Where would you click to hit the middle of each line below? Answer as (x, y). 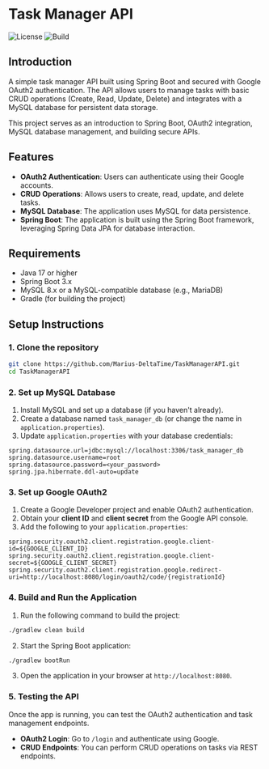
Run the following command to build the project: (100, 615)
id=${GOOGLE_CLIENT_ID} (48, 549)
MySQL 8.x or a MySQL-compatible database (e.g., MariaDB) (122, 290)
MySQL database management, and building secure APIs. (104, 131)
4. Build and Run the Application (73, 597)
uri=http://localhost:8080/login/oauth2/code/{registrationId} (117, 577)
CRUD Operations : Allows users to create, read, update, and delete (132, 193)
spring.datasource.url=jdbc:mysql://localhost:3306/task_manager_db (126, 451)
